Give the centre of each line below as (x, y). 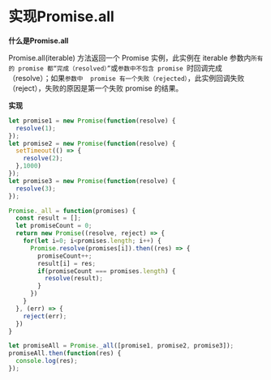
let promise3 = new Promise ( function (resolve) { (92, 181)
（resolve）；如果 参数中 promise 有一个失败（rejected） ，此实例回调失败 (127, 78)
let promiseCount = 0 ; (54, 226)
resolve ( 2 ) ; (43, 159)
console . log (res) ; (47, 361)
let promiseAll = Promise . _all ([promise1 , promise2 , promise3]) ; (121, 346)
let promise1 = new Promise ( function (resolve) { (92, 121)
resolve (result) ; (74, 279)
